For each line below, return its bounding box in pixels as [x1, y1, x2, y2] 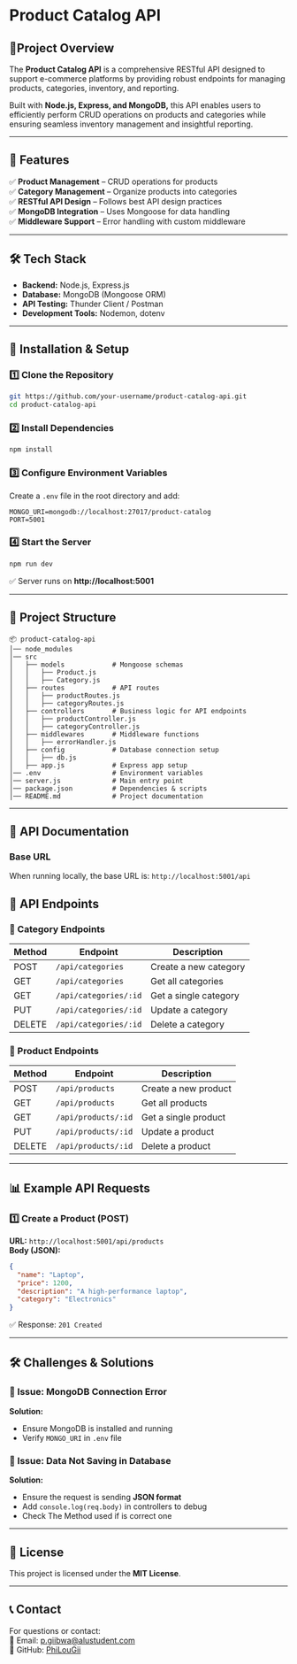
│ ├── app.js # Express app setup [9, 760, 188, 770]
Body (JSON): [9, 1244, 61, 1255]
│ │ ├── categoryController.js [9, 722, 141, 731]
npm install [9, 445, 53, 454]
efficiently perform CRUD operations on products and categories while [9, 110, 267, 119]
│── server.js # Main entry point [9, 776, 184, 785]
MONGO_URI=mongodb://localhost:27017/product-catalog [9, 507, 212, 516]
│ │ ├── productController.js [9, 714, 137, 723]
